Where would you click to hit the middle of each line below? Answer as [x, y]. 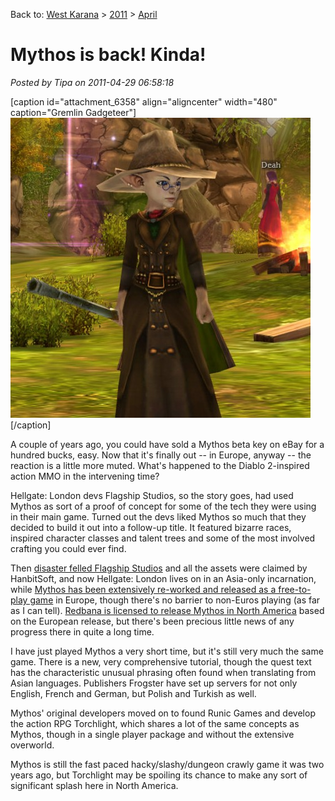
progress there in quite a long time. [82, 631]
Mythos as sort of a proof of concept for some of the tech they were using [163, 506]
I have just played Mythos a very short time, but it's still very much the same [167, 651]
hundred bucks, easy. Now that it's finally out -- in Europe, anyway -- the [161, 455]
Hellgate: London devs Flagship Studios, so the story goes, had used [152, 495]
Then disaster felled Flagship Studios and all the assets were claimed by [159, 568]
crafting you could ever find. [68, 548]
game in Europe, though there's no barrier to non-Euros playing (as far [175, 600]
